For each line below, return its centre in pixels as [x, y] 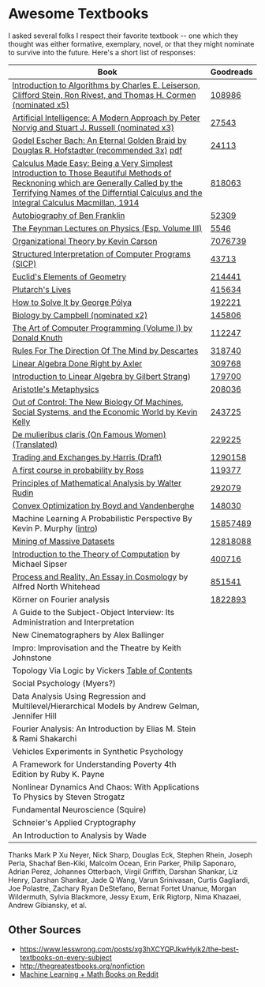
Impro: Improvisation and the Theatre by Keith [97, 647]
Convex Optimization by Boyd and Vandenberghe [103, 505]
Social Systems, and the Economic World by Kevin [105, 411]
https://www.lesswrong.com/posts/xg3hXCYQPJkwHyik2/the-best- [129, 949]
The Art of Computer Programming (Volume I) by [103, 328]
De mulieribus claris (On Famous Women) [90, 434]
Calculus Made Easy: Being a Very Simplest [93, 163]
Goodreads [231, 72]
